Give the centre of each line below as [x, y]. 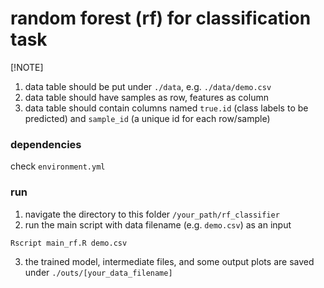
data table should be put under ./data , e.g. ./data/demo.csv [148, 86]
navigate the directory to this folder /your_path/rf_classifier [152, 214]
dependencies [46, 144]
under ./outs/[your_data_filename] [98, 272]
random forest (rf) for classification [161, 18]
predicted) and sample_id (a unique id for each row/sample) [147, 118]
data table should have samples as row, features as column [146, 97]
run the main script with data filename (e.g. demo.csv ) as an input [158, 224]
